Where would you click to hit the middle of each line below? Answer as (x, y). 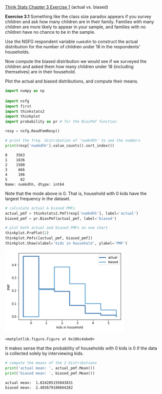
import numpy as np (25, 91)
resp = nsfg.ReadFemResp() (32, 131)
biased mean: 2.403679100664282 (39, 388)
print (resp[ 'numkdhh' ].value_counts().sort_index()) (60, 145)
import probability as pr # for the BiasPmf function (61, 122)
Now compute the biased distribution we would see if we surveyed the (76, 61)
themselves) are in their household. (40, 72)
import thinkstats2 (25, 111)
